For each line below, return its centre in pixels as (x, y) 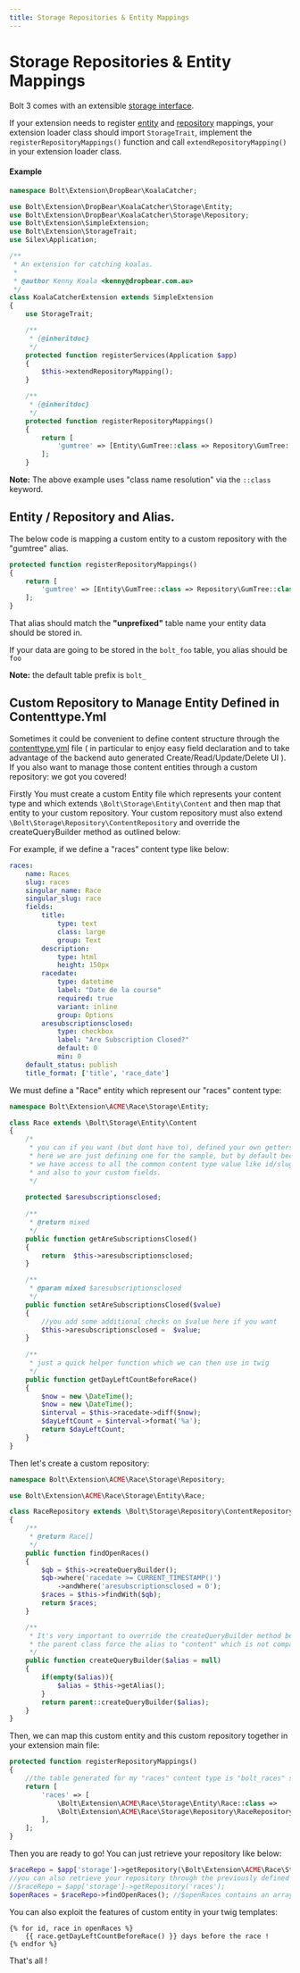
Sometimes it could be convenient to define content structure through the (144, 739)
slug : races (47, 882)
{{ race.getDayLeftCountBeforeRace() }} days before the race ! (147, 1936)
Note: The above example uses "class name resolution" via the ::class (140, 480)
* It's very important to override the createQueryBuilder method (155, 1635)
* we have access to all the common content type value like (145, 1164)
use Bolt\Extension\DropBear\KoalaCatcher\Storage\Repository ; (129, 215)
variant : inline (87, 1007)
